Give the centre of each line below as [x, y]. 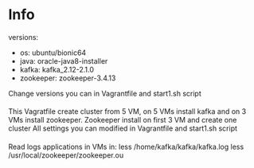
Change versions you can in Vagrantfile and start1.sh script [105, 93]
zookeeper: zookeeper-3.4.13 [68, 78]
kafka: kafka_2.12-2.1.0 [57, 69]
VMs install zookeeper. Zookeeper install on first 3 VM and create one [123, 120]
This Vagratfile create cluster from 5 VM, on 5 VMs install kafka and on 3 [127, 111]
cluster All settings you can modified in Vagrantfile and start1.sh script [123, 128]
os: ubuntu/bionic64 [53, 53]
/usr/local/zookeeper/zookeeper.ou [66, 155]
